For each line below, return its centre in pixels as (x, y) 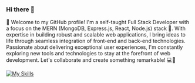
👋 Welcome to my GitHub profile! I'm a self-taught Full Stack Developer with (98, 22)
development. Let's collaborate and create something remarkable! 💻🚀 (91, 60)
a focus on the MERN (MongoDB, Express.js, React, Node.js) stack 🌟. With (96, 28)
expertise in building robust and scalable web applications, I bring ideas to (96, 35)
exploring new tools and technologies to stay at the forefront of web (88, 54)
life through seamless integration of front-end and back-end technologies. (96, 41)
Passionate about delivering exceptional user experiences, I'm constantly (95, 47)
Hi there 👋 (21, 9)
